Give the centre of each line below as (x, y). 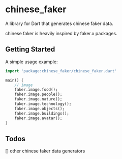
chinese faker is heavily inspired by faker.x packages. (62, 33)
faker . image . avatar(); (38, 118)
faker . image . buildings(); (42, 113)
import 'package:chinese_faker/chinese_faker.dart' (61, 71)
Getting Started (30, 49)
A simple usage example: (32, 62)
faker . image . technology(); (43, 104)
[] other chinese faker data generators (45, 151)
